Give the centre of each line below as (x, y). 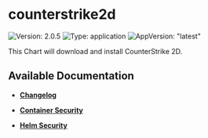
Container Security (51, 110)
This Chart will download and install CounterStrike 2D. (95, 51)
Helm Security (44, 125)
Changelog (38, 95)
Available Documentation (71, 76)
